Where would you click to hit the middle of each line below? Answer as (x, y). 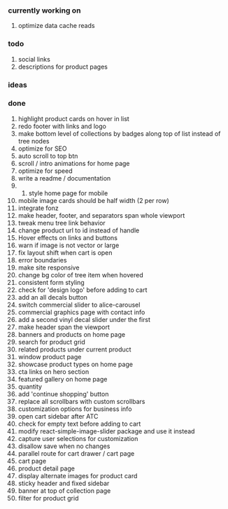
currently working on (44, 11)
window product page (50, 356)
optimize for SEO (42, 148)
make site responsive (49, 267)
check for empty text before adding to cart (79, 424)
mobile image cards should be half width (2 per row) (94, 200)
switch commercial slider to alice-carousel (79, 305)
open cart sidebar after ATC (58, 416)
